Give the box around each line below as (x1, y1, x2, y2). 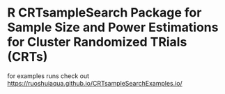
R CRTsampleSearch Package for (7, 5, 202, 21)
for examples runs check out (7, 71, 89, 80)
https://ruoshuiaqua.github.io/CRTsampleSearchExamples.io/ (7, 79, 183, 87)
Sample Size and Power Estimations (7, 19, 219, 35)
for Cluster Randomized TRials (7, 35, 187, 50)
